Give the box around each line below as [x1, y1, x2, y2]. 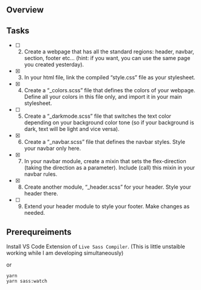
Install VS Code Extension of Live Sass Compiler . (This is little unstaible [6, 243, 185, 251]
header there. [24, 190, 59, 197]
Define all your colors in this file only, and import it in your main [24, 93, 182, 101]
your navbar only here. [24, 145, 81, 152]
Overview [6, 5, 44, 15]
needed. [24, 209, 46, 217]
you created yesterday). [24, 61, 84, 69]
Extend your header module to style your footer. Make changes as [24, 203, 190, 210]
